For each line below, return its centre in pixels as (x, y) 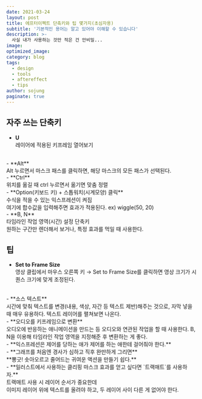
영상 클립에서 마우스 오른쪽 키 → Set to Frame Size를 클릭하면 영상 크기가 (103, 272)
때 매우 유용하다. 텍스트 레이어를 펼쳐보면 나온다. (64, 314)
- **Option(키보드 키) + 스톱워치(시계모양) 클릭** (65, 192)
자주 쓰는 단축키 (34, 123)
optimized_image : (28, 52)
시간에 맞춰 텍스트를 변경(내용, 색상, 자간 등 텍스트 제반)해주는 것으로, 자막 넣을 (99, 306)
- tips (20, 85)
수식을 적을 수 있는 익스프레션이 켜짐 (49, 199)
